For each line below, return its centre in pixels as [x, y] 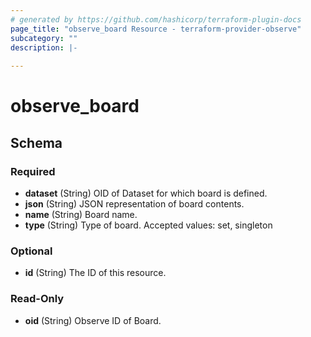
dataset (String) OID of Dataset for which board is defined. [146, 193]
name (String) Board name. [81, 214]
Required [33, 171]
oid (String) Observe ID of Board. [93, 320]
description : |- [44, 47]
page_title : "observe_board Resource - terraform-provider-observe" [156, 29]
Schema [36, 142]
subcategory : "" [44, 38]
